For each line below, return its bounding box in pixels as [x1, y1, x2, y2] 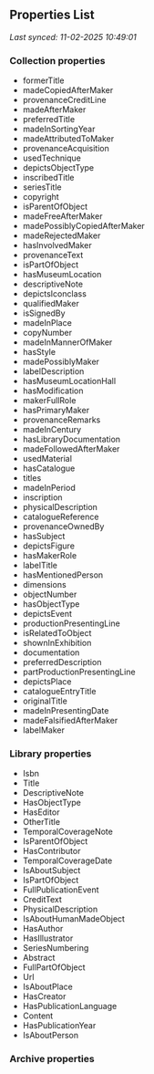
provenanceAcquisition [22, 143, 109, 154]
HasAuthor [22, 923, 64, 934]
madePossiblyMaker [22, 356, 100, 368]
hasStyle [22, 347, 56, 358]
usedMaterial [22, 454, 73, 464]
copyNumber [22, 328, 73, 339]
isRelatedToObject [22, 628, 92, 639]
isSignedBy [22, 308, 66, 318]
